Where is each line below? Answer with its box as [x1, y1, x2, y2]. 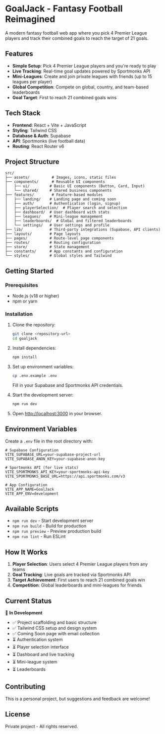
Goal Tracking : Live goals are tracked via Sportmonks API [12, 572, 131, 578]
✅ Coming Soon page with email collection [12, 630, 100, 636]
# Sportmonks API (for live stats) [5, 465, 79, 470]
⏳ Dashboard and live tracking [12, 651, 74, 657]
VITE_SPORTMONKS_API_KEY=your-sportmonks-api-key [5, 469, 110, 474]
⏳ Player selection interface [12, 644, 69, 650]
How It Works [5, 548, 48, 556]
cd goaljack [12, 336, 37, 341]
